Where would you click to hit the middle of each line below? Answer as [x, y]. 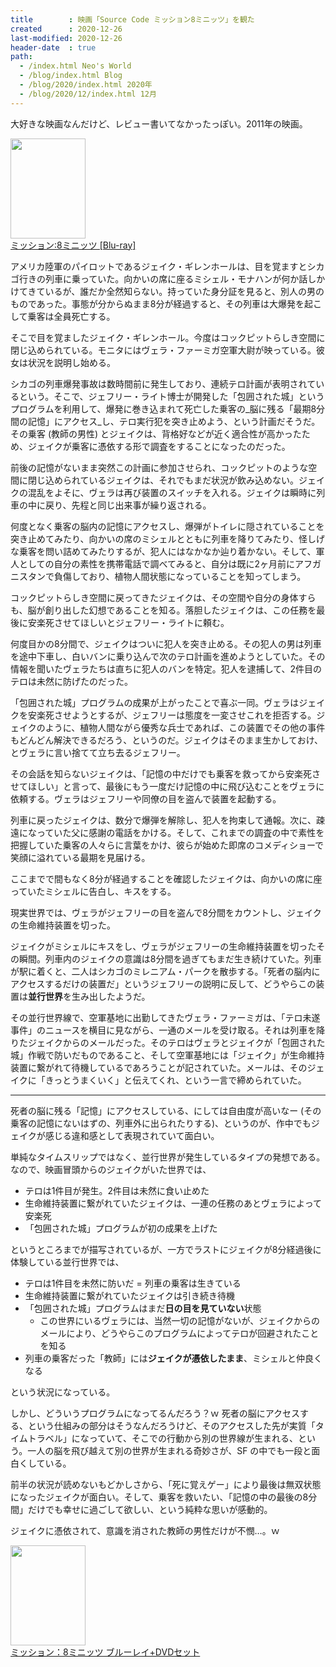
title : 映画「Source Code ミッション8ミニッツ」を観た [132, 19]
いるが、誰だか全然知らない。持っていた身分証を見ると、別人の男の [184, 291]
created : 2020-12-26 [66, 29]
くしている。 [45, 1463]
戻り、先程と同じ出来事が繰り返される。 [128, 505]
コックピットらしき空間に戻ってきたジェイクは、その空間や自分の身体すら [163, 597]
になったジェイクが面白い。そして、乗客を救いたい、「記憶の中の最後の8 [159, 1497]
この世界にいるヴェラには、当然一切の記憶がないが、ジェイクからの [180, 1320]
